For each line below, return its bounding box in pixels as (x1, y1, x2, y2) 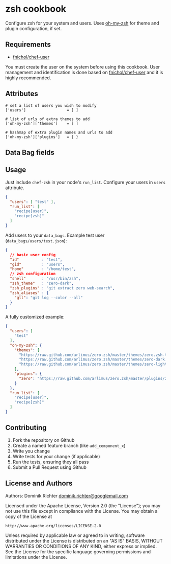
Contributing (5, 423, 47, 432)
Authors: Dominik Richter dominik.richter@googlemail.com (5, 492, 128, 499)
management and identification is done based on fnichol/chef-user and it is (5, 69, 163, 75)
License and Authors (5, 479, 73, 488)
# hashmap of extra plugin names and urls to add (5, 130, 113, 135)
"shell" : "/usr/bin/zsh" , (10, 276, 81, 281)
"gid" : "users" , (10, 262, 65, 267)
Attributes (5, 89, 38, 98)
